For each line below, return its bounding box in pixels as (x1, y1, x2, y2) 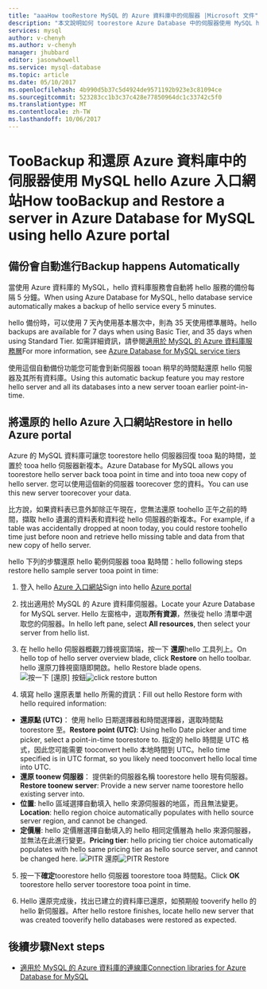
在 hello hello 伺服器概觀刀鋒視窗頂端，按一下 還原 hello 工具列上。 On (19, 644, 247, 654)
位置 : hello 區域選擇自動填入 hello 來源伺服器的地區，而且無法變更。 (19, 798, 242, 808)
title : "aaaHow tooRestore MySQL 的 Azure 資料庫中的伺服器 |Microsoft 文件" (8, 11, 259, 20)
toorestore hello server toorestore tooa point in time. (19, 879, 192, 889)
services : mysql (8, 26, 62, 34)
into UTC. (19, 762, 52, 772)
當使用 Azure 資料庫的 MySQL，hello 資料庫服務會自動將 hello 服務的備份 (8, 282, 248, 291)
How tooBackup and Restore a (22, 192, 225, 210)
